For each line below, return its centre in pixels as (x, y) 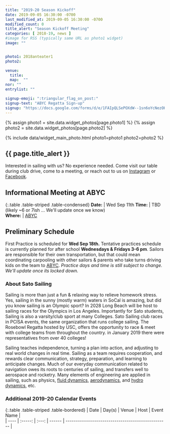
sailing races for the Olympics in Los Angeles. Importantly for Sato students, (84, 311)
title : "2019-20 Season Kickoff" (40, 10)
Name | (13, 415)
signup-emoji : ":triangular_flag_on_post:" (52, 98)
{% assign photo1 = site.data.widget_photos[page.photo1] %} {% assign (80, 122)
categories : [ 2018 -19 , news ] (38, 34)
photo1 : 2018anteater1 (29, 56)
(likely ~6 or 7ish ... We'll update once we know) (55, 210)
